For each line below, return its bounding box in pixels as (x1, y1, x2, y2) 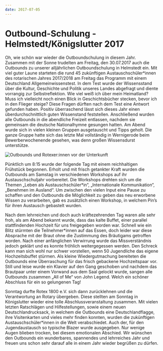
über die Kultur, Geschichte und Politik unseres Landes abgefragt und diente (5, 86, 158, 91)
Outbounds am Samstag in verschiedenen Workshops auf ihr (5, 171, 127, 177)
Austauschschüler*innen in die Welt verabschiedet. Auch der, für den (5, 319, 144, 325)
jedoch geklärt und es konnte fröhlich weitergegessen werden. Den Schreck (5, 243, 158, 248)
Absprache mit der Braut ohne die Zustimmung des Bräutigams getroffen (5, 232, 151, 238)
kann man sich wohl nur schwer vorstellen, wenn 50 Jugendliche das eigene (5, 248, 159, 254)
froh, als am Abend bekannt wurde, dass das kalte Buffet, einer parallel (5, 217, 147, 223)
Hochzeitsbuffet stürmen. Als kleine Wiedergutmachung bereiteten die (5, 253, 146, 259)
